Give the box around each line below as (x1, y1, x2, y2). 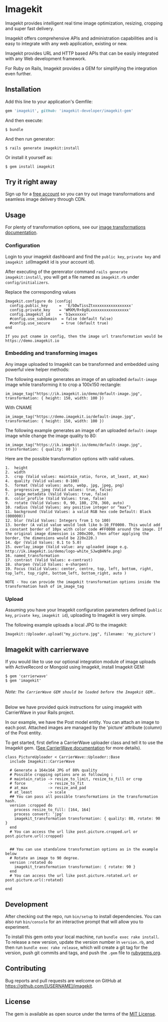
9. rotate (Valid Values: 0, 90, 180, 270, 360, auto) (5, 500, 124, 505)
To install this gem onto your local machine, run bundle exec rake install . (5, 934, 159, 940)
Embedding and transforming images (5, 350, 98, 357)
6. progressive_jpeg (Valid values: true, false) (5, 487, 113, 492)
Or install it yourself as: (5, 154, 53, 160)
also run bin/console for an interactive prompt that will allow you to (5, 919, 144, 925)
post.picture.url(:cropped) (5, 834, 64, 839)
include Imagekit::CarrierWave (10, 759, 75, 764)
